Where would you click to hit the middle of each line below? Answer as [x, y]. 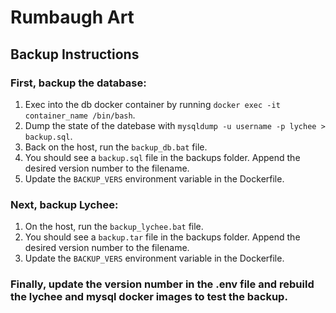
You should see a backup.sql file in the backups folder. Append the [162, 157]
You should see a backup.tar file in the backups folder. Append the [162, 237]
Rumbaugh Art [72, 17]
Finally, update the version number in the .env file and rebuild [162, 284]
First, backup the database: [78, 83]
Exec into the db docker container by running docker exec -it [152, 104]
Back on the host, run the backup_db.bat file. [116, 147]
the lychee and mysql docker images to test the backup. [149, 297]
